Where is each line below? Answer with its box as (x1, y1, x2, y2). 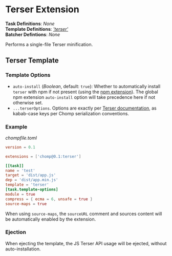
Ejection (5, 229, 27, 236)
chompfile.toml (5, 135, 37, 141)
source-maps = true (5, 201, 47, 206)
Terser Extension (5, 4, 79, 15)
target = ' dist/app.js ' (5, 173, 56, 178)
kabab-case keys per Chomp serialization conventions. (12, 110, 130, 116)
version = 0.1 (5, 144, 36, 150)
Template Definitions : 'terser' (5, 26, 69, 32)
